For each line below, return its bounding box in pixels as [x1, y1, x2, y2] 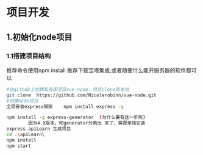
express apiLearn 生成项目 [6, 126, 71, 132]
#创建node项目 [6, 98, 38, 104]
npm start [6, 143, 32, 149]
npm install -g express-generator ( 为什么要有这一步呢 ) [6, 114, 146, 121]
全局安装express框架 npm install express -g [6, 103, 124, 110]
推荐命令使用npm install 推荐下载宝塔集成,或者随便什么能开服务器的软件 [6, 67, 187, 74]
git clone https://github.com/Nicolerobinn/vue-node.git [6, 92, 157, 98]
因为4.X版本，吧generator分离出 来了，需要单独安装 [28, 120, 146, 126]
